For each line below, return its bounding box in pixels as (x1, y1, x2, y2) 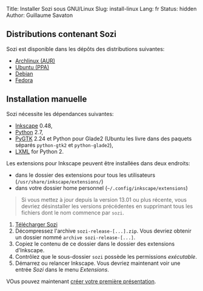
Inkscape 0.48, (15, 122, 53, 129)
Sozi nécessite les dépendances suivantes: (6, 110, 114, 117)
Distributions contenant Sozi (6, 29, 117, 39)
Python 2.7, (15, 128, 44, 135)
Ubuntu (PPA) (15, 63, 50, 70)
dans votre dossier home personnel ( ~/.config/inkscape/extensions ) (15, 184, 188, 191)
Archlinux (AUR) (15, 57, 56, 64)
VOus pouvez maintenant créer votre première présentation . (6, 278, 156, 285)
